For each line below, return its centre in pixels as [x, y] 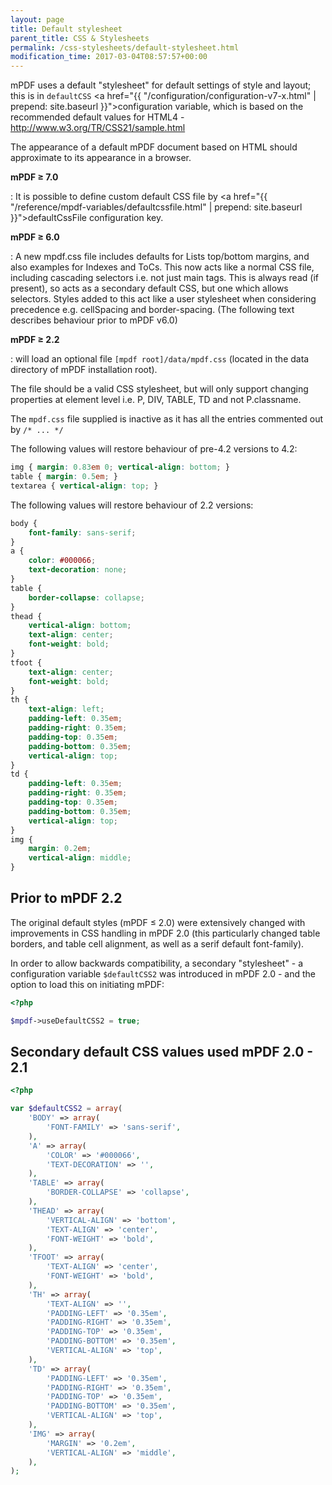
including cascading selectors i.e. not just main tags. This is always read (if [164, 278]
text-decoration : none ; [78, 570]
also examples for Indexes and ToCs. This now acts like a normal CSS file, [162, 267]
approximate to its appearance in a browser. [101, 158]
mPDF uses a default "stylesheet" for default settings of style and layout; [161, 85]
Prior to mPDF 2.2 [66, 898]
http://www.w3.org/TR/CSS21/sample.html [98, 128]
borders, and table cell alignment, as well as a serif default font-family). [157, 943]
